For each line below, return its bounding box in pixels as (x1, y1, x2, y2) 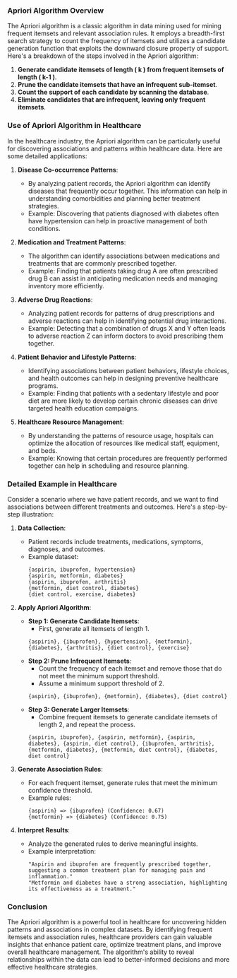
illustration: (21, 509, 54, 518)
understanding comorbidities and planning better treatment (28, 194, 200, 203)
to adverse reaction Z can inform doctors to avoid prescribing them (28, 331, 224, 340)
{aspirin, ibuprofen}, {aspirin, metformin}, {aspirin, (28, 733, 196, 741)
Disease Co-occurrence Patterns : (17, 165, 119, 174)
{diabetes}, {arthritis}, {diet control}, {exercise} (28, 644, 190, 652)
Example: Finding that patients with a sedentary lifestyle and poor (28, 389, 219, 397)
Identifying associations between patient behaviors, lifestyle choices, (28, 366, 229, 375)
